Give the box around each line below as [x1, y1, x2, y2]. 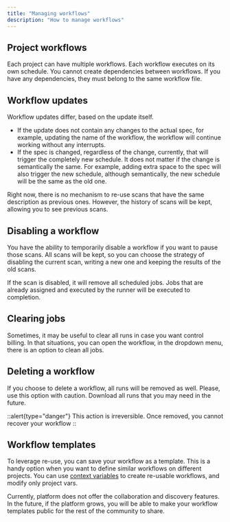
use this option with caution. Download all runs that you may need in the [7, 391, 211, 399]
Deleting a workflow [7, 365, 95, 378]
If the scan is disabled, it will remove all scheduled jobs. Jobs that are [7, 278, 204, 286]
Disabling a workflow [7, 225, 100, 237]
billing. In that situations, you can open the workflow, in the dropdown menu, [7, 338, 223, 347]
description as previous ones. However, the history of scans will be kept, [7, 198, 213, 206]
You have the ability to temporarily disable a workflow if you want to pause [7, 243, 218, 251]
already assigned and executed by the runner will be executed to [7, 286, 191, 294]
